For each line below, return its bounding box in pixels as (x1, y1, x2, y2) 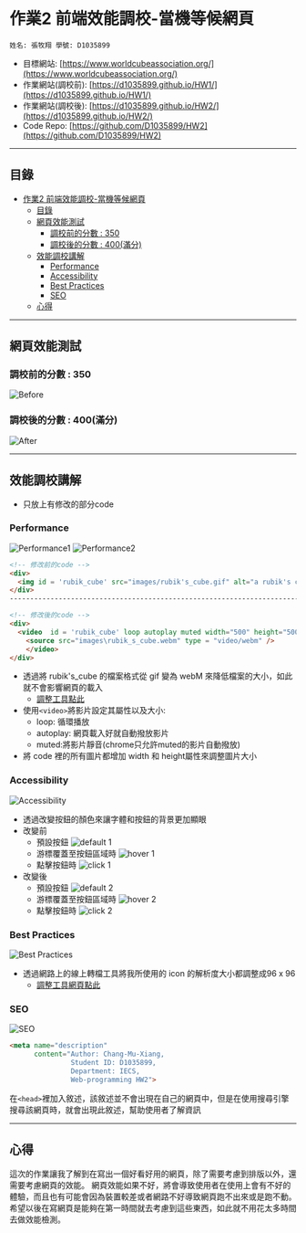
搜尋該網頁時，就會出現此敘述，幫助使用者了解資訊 (9, 1104, 201, 1115)
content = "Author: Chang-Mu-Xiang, (33, 1049, 166, 1059)
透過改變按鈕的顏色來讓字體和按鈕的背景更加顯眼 (22, 814, 207, 825)
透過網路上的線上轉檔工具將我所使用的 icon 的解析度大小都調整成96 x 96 (22, 968, 296, 979)
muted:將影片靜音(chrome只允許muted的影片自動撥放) (36, 739, 241, 750)
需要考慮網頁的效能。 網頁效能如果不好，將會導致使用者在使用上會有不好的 (9, 1179, 291, 1190)
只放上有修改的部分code (22, 499, 114, 510)
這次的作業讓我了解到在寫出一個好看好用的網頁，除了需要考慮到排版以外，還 (9, 1168, 297, 1179)
